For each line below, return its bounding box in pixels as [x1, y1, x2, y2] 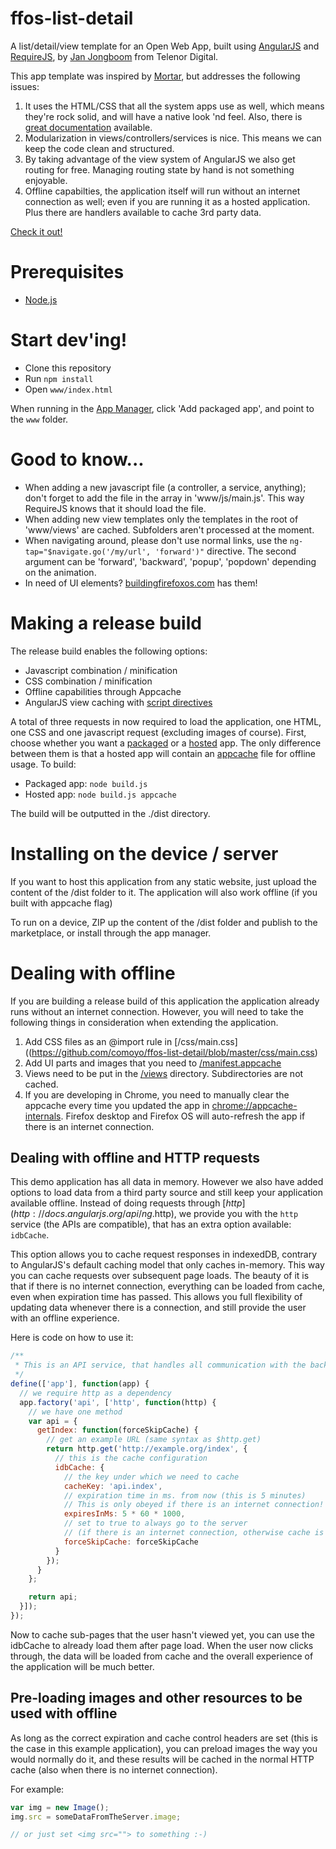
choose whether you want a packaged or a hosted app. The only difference [10, 737, 322, 749]
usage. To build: [10, 758, 77, 770]
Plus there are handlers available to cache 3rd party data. [24, 206, 262, 218]
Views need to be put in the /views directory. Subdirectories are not [24, 1067, 304, 1079]
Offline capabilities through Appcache [24, 685, 182, 697]
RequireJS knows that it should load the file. [24, 502, 207, 514]
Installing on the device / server [10, 842, 279, 865]
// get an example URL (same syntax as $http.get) [46, 1435, 262, 1445]
